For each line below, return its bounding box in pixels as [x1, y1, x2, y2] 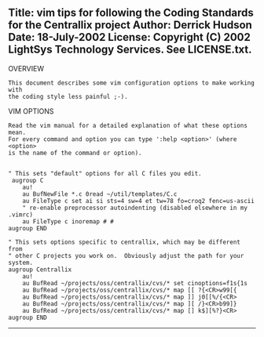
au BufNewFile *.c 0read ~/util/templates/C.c [22, 190, 178, 198]
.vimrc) [8, 211, 34, 219]
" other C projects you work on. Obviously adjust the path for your [8, 252, 244, 259]
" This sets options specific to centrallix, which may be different [8, 238, 241, 246]
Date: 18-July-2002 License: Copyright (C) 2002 [8, 31, 251, 44]
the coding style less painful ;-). [8, 92, 128, 100]
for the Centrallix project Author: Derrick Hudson [8, 19, 253, 32]
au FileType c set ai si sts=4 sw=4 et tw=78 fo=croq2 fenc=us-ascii [22, 197, 255, 205]
